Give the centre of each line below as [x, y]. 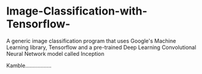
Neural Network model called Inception [55, 53]
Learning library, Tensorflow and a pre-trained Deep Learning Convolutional [101, 47]
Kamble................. [29, 66]
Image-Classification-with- [77, 11]
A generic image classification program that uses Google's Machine [91, 41]
